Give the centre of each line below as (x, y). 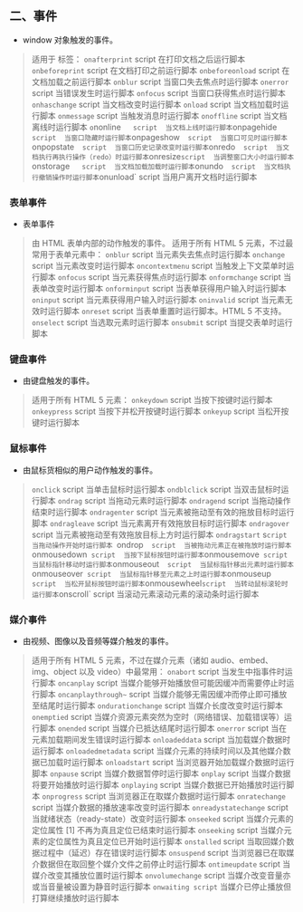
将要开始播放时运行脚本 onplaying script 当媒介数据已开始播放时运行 (159, 785)
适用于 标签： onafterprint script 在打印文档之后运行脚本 (138, 59)
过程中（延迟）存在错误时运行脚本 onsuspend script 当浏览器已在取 (163, 853)
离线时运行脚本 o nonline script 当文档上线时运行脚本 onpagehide (154, 127)
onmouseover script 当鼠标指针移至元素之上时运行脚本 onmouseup (151, 573)
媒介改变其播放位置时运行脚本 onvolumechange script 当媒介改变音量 (157, 875)
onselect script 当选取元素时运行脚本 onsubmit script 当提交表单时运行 (162, 322)
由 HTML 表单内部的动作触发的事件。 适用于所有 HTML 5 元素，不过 (158, 244)
